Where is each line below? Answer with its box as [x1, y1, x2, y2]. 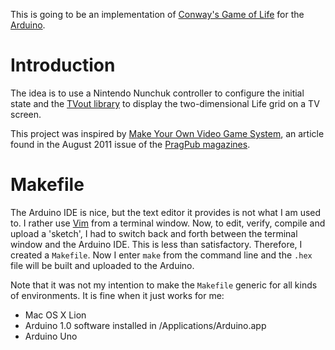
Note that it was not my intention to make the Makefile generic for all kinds [10, 279, 318, 291]
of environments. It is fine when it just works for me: [10, 289, 225, 301]
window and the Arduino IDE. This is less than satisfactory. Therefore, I [10, 238, 303, 250]
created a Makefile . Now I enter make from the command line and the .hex [10, 249, 313, 261]
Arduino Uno [24, 330, 78, 342]
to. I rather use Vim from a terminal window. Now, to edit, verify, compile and [10, 217, 326, 229]
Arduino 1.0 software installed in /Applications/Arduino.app [24, 319, 267, 331]
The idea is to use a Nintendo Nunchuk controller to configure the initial [10, 87, 305, 99]
